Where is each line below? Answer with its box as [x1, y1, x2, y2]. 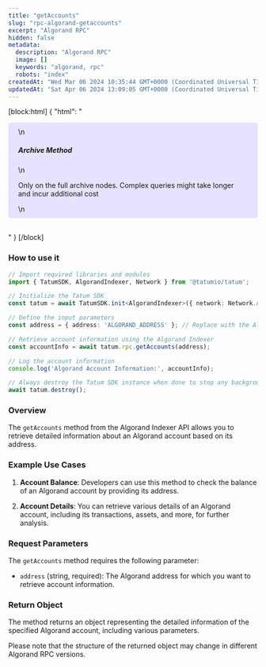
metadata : [8, 41, 41, 49]
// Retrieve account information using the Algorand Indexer [8, 335, 215, 343]
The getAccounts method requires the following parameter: [8, 556, 199, 566]
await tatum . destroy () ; [8, 386, 87, 394]
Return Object [8, 599, 63, 610]
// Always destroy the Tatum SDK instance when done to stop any [8, 379, 228, 387]
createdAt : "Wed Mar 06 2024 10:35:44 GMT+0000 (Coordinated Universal [8, 78, 249, 86]
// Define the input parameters [8, 314, 115, 322]
